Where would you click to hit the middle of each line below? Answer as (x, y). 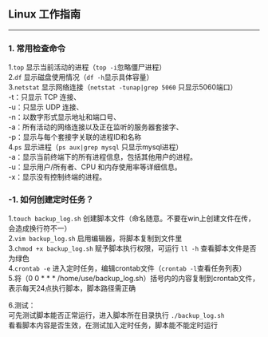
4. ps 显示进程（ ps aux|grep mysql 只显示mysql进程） (96, 147)
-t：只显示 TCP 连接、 (45, 97)
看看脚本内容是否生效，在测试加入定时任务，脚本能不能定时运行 (113, 325)
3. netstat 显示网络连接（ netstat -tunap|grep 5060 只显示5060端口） (123, 87)
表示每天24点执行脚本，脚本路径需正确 (72, 288)
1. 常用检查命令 (37, 48)
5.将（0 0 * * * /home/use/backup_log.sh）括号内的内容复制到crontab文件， (134, 279)
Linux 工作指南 (45, 14)
